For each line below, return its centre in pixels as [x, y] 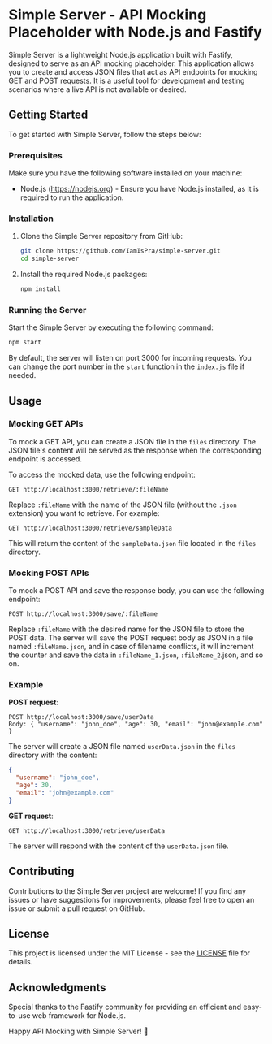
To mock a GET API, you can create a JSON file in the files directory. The [132, 441]
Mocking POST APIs [49, 573]
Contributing [41, 871]
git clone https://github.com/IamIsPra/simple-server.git [120, 251]
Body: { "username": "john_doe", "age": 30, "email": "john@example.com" [136, 725]
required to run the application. [72, 197]
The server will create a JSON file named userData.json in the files [122, 747]
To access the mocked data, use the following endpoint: [102, 474]
